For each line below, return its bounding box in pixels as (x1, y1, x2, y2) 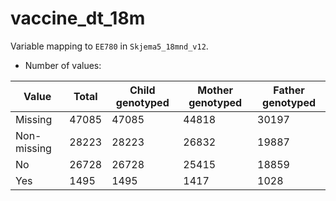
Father (273, 83, 305, 97)
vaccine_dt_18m (10, 7, 146, 30)
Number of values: (24, 59, 102, 71)
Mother (197, 83, 233, 97)
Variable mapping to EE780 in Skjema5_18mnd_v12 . (10, 40, 209, 52)
